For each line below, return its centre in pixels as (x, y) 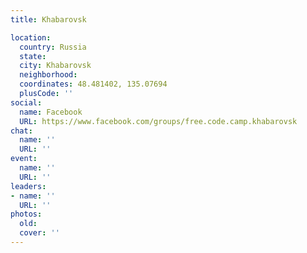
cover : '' (39, 233)
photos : (26, 214)
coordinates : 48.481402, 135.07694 (93, 84)
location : (31, 37)
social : (26, 102)
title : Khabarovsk (48, 19)
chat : (21, 131)
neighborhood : (48, 75)
